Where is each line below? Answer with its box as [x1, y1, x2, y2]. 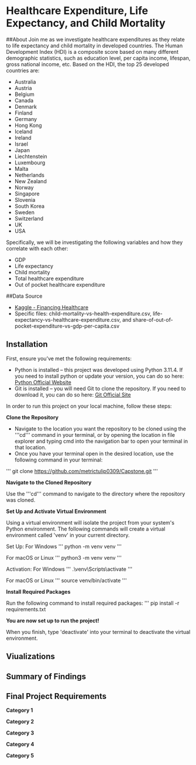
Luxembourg [14, 159, 46, 166]
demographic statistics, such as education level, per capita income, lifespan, [6, 54, 191, 61]
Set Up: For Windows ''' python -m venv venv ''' [6, 543, 122, 550]
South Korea [14, 202, 45, 209]
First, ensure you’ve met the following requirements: [6, 355, 132, 362]
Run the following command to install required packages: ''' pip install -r [6, 599, 180, 607]
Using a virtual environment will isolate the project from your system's [6, 519, 174, 526]
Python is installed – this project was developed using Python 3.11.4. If [14, 366, 183, 373]
